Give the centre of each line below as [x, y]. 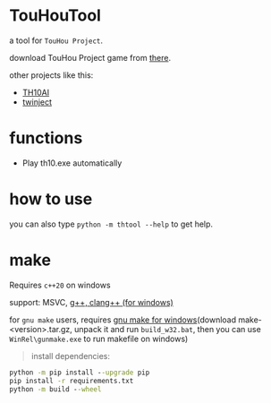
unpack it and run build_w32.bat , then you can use [168, 329]
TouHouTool [55, 16]
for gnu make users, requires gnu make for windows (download [123, 320]
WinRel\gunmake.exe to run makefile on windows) [99, 339]
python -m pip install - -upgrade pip [80, 373]
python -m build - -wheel [55, 389]
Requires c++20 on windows [60, 285]
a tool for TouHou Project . [56, 40]
